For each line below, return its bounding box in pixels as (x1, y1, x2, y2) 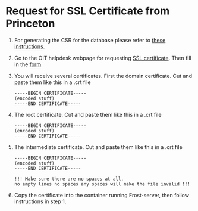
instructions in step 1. (14, 198, 67, 205)
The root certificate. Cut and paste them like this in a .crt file (14, 111, 162, 118)
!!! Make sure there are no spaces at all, (14, 176, 124, 182)
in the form (14, 61, 42, 68)
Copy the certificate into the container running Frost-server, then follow (14, 191, 190, 198)
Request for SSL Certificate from (5, 4, 170, 18)
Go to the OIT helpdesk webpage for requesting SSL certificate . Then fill (14, 54, 191, 61)
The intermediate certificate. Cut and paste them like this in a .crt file (14, 143, 183, 150)
